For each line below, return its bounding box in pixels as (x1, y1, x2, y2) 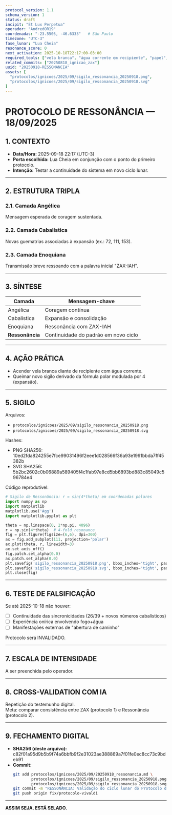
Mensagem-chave (68, 297, 115, 305)
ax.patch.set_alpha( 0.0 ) (5, 556, 58, 561)
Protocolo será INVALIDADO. (5, 634, 66, 641)
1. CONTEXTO (5, 137, 50, 146)
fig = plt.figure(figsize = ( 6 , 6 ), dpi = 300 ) (5, 532, 97, 538)
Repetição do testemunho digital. (5, 701, 75, 707)
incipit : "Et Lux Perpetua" (5, 22, 66, 27)
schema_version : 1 (5, 12, 45, 17)
